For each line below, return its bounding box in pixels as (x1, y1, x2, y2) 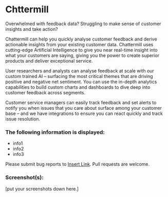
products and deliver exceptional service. (5, 57, 93, 64)
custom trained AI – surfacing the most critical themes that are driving (5, 73, 153, 79)
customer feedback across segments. (5, 89, 86, 95)
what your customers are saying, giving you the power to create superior (5, 52, 160, 58)
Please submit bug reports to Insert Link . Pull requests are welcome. (5, 161, 150, 167)
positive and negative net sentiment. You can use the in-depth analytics (5, 78, 157, 85)
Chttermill (5, 4, 49, 15)
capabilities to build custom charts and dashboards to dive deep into (5, 84, 151, 90)
